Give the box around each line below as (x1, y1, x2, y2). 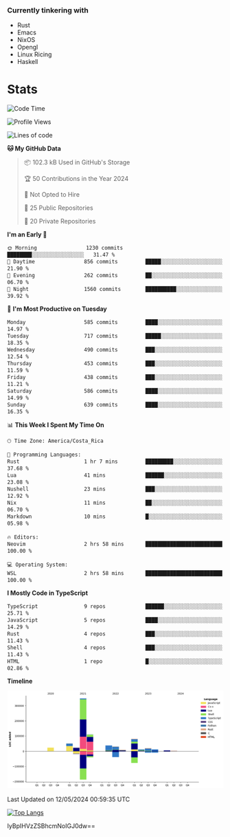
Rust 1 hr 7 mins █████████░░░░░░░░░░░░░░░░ (7, 458, 223, 466)
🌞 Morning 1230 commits (7, 245, 124, 252)
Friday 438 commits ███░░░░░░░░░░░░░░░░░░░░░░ (7, 374, 223, 381)
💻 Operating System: (7, 561, 69, 569)
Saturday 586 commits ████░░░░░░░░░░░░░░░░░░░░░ (7, 388, 223, 395)
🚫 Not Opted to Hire (23, 191, 80, 199)
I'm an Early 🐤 (7, 230, 47, 239)
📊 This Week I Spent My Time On (7, 421, 104, 429)
